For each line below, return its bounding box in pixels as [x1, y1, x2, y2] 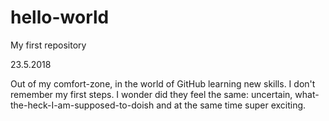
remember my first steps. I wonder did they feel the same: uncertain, [10, 88, 293, 100]
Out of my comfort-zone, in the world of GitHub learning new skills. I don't [10, 77, 316, 90]
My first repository [10, 39, 87, 51]
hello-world [10, 6, 110, 29]
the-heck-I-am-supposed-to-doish [10, 99, 155, 111]
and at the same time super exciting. [156, 99, 307, 111]
